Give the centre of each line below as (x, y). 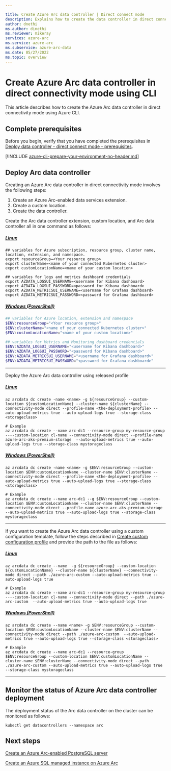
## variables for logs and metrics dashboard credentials (68, 277)
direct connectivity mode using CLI (81, 93)
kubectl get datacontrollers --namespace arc (54, 725)
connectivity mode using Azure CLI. (43, 113)
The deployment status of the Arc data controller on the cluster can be (79, 710)
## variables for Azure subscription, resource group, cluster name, (81, 251)
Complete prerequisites (44, 129)
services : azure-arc (27, 38)
